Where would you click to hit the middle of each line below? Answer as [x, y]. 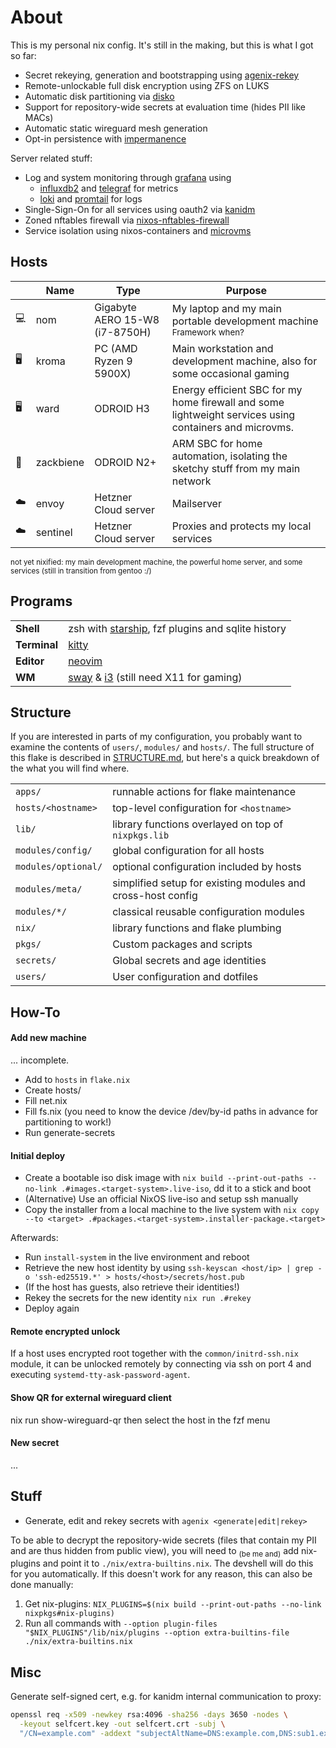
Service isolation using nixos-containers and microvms [138, 230]
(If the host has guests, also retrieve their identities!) [132, 1287]
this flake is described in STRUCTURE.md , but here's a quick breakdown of [165, 758]
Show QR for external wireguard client [91, 1397]
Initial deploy [38, 1155]
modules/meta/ [49, 889]
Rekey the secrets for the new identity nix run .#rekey [138, 1298]
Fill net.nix [46, 1100]
